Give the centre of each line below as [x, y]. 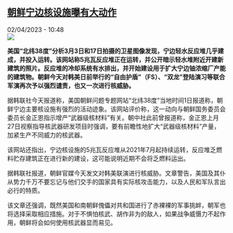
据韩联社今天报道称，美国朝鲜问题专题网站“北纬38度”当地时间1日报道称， [112, 100]
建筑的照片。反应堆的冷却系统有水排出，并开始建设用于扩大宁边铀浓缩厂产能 [116, 68]
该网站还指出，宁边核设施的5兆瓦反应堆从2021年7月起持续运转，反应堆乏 [112, 149]
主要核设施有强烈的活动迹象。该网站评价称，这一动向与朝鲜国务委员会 [126, 109]
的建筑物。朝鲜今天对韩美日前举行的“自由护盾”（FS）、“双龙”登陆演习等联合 [116, 77]
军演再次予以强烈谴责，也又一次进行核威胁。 [71, 85]
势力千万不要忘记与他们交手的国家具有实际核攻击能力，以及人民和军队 [113, 182]
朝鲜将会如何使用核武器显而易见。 [68, 222]
